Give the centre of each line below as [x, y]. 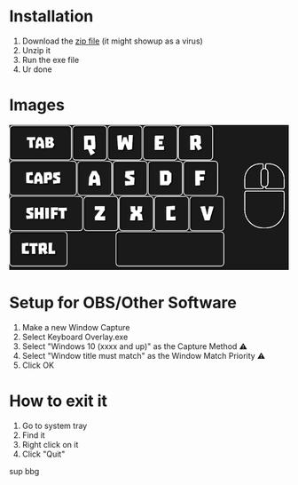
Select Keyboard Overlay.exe [75, 337]
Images [37, 105]
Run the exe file [51, 60]
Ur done [37, 69]
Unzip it [36, 50]
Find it [34, 435]
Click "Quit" [43, 454]
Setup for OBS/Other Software [123, 303]
